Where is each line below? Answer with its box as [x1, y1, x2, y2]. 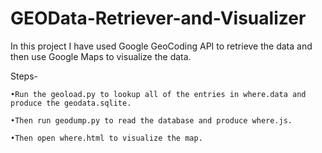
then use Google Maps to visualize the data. [10, 50, 192, 62]
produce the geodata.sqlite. [10, 98, 132, 108]
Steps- [10, 70, 38, 82]
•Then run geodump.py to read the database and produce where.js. [10, 115, 293, 126]
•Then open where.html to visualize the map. [10, 133, 203, 143]
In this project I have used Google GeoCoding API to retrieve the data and [10, 40, 313, 52]
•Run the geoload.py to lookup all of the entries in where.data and [10, 89, 307, 99]
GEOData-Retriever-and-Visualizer [10, 7, 307, 30]
